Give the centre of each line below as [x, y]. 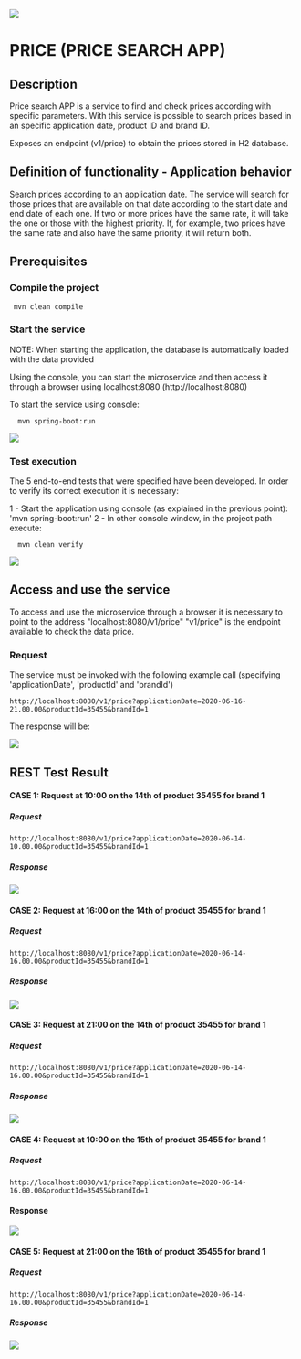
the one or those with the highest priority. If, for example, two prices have [147, 223]
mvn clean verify [51, 545]
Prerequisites [48, 262]
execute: [26, 528]
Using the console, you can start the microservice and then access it [139, 377]
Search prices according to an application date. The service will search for [150, 194]
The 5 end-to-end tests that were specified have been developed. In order [149, 481]
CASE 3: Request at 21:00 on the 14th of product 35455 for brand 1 [138, 1025]
